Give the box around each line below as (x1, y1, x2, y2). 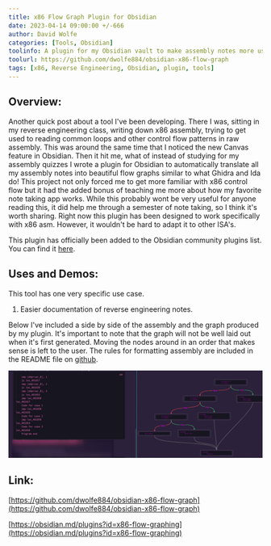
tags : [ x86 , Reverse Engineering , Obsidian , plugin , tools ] (8, 65, 215, 73)
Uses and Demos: (8, 267, 99, 281)
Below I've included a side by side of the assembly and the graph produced (8, 320, 260, 330)
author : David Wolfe (8, 30, 78, 38)
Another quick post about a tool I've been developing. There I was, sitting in (8, 116, 260, 126)
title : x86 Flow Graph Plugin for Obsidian (8, 13, 157, 21)
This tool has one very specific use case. (8, 288, 145, 298)
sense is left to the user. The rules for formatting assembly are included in (8, 346, 254, 355)
